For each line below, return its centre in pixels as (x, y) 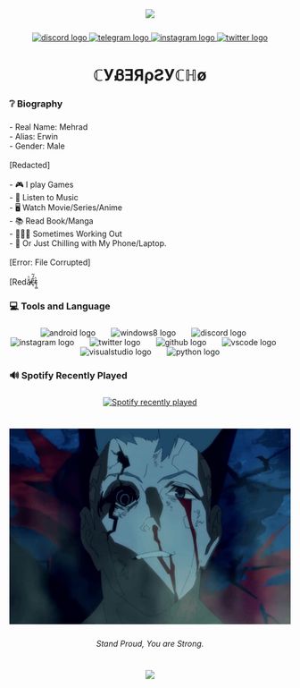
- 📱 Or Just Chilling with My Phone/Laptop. (88, 243)
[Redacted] (30, 165)
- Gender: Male (37, 146)
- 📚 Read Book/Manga (51, 221)
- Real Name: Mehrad (49, 127)
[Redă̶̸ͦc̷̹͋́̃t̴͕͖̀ (24, 282)
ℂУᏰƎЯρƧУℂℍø (150, 76)
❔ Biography (36, 104)
